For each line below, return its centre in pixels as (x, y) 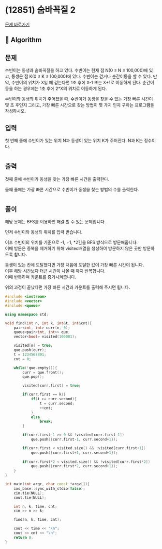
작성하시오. (15, 111)
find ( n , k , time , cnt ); (38, 520)
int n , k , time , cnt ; (35, 506)
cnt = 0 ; (22, 359)
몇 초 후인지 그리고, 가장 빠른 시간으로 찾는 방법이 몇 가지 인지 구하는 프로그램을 (80, 105)
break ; (46, 422)
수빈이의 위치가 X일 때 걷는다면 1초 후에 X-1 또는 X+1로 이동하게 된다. (76, 83)
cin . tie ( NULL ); (29, 493)
